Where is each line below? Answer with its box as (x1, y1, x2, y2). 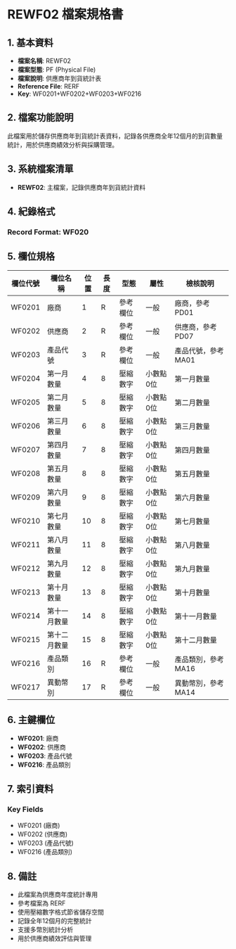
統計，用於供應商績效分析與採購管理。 (7, 140, 118, 148)
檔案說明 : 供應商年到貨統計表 (17, 75, 102, 82)
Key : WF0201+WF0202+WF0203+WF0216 (17, 89, 142, 98)
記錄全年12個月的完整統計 (17, 917, 93, 925)
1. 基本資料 (7, 37, 54, 49)
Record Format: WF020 (7, 227, 89, 236)
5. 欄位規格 (7, 250, 55, 262)
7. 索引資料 (7, 782, 54, 795)
